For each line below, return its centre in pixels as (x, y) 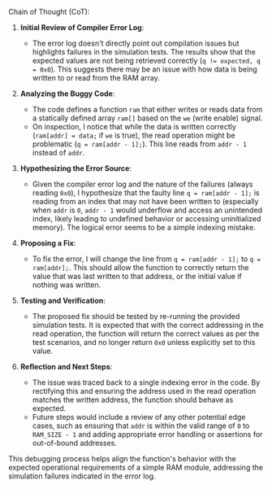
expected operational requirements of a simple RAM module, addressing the (136, 467)
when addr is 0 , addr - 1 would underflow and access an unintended (147, 210)
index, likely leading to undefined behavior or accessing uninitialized (147, 218)
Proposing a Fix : (48, 243)
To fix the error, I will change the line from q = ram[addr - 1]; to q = (147, 259)
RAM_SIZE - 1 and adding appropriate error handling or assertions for (147, 434)
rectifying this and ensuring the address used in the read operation (144, 391)
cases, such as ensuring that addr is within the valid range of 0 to (141, 426)
